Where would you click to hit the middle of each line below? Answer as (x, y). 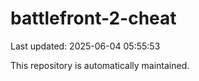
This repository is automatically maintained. (100, 65)
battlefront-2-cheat (93, 18)
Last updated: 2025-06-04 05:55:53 (85, 46)
